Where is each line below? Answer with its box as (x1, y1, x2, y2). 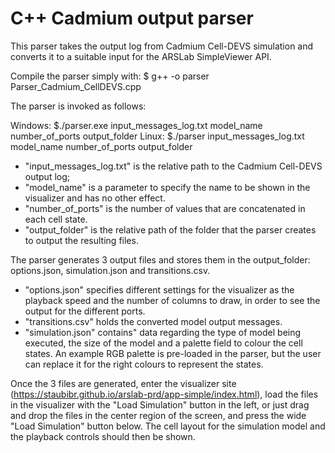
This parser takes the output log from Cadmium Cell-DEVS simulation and (10, 40, 314, 52)
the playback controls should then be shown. (10, 430, 196, 442)
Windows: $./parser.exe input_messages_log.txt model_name (10, 119, 263, 131)
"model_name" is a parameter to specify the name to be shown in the (24, 181, 311, 193)
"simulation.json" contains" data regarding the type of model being (24, 326, 302, 338)
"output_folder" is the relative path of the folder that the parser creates (24, 223, 317, 236)
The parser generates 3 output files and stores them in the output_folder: (10, 253, 311, 266)
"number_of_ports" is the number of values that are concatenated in (24, 202, 306, 214)
